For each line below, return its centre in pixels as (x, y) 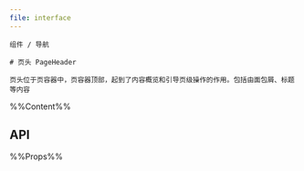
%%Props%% (37, 156)
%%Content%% (40, 106)
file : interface (40, 18)
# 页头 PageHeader (43, 62)
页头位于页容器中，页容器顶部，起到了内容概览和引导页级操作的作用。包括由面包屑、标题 (152, 80)
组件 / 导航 (30, 45)
